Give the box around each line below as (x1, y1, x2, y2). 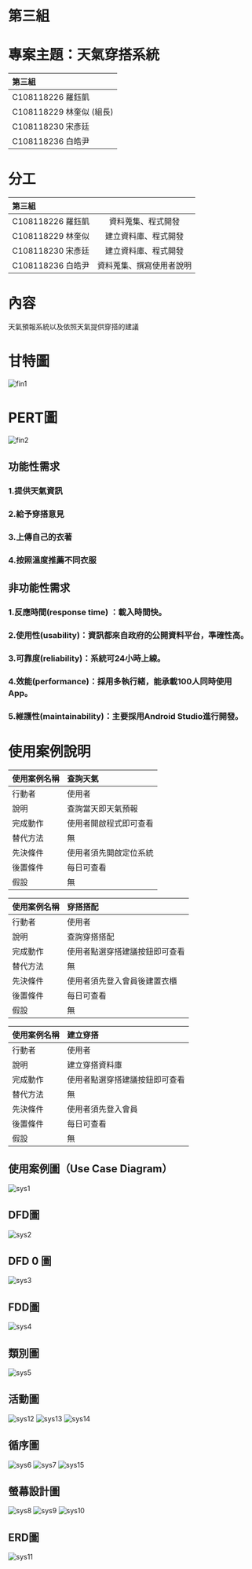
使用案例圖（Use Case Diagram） (8, 1162, 173, 1175)
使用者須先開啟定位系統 (67, 847, 155, 858)
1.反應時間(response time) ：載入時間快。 (8, 607, 167, 618)
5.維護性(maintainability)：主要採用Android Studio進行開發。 (8, 710, 243, 721)
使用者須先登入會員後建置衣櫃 (67, 975, 178, 986)
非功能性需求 (8, 581, 71, 595)
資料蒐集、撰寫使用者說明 (97, 260, 192, 271)
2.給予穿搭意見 (8, 508, 64, 519)
